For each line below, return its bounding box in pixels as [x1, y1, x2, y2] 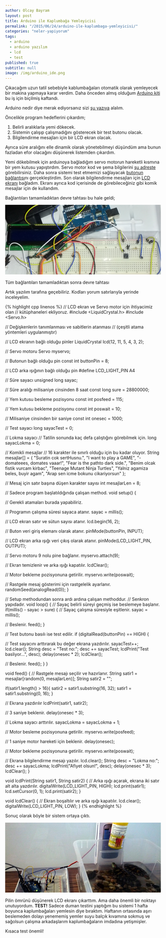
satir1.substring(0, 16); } [5, 691, 53, 696]
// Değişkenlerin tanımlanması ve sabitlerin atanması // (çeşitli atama [5, 324, 144, 330]
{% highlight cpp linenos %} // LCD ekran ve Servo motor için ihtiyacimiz [5, 304, 153, 310]
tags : [5, 34, 16, 39]
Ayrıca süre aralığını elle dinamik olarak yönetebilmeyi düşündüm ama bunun [5, 144, 161, 150]
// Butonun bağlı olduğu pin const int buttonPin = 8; [5, 358, 110, 364]
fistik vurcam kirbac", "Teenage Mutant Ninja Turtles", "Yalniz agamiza [5, 465, 148, 471]
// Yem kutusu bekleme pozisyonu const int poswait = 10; [5, 406, 122, 412]
